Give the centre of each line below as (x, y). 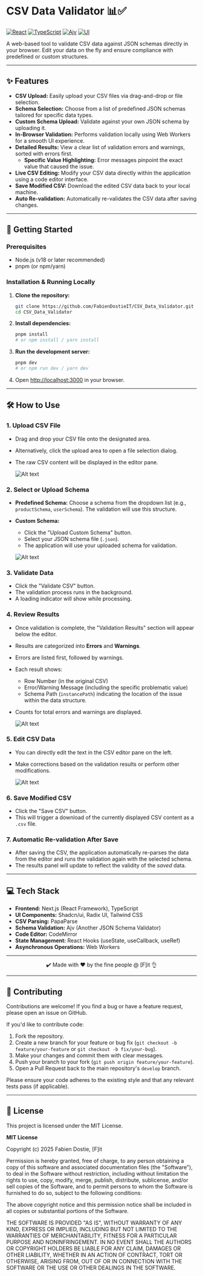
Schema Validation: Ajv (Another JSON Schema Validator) (88, 928)
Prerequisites (26, 247)
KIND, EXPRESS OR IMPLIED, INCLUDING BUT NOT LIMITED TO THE (92, 1229)
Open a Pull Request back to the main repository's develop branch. (98, 1068)
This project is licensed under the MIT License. (65, 1125)
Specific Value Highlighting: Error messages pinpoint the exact (103, 160)
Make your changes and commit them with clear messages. (89, 1055)
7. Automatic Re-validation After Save (63, 840)
